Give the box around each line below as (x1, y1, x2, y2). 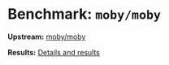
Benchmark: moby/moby (7, 5, 162, 24)
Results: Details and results (7, 47, 101, 57)
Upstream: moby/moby (7, 32, 86, 41)
